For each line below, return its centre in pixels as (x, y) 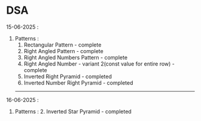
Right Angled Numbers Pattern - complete (75, 57)
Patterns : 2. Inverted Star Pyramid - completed (73, 111)
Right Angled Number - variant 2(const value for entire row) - (99, 64)
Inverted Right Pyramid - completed (68, 76)
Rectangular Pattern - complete (63, 45)
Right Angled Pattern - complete (63, 51)
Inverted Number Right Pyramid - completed (78, 83)
